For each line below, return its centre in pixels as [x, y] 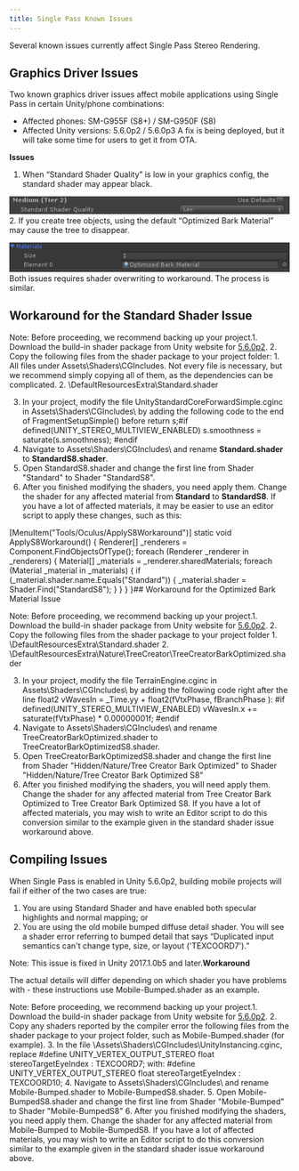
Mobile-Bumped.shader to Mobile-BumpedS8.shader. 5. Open [123, 1092]
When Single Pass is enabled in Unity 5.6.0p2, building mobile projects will [145, 881]
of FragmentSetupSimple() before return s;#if [105, 420]
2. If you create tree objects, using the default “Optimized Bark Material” [141, 221]
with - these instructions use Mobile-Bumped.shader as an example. [134, 989]
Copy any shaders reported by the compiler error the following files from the [149, 1026]
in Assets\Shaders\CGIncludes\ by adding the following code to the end [153, 411]
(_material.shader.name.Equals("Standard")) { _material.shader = [128, 579]
